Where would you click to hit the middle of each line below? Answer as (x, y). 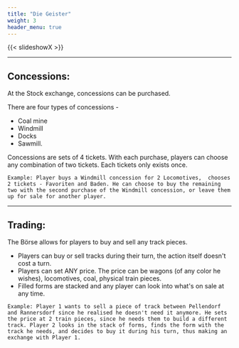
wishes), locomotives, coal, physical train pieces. (90, 278)
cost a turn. (34, 263)
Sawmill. (30, 143)
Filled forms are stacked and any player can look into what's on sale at (121, 286)
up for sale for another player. (57, 197)
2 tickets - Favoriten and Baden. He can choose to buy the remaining (114, 184)
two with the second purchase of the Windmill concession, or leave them (119, 190)
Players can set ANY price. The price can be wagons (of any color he (119, 271)
